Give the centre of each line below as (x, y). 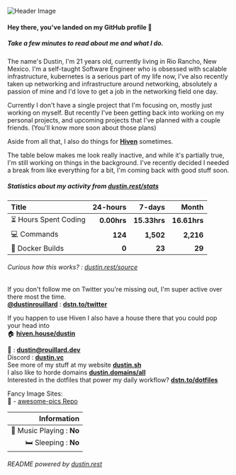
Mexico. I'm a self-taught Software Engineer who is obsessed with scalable (117, 69)
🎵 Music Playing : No (45, 430)
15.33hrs (149, 221)
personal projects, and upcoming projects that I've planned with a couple (114, 120)
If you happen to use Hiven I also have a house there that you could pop (112, 318)
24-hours (109, 207)
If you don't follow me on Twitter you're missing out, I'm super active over (115, 289)
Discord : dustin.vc (35, 357)
